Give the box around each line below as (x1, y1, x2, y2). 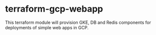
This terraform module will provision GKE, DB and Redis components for (5, 19, 151, 25)
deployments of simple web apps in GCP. (5, 24, 89, 30)
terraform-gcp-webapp (5, 3, 103, 15)
